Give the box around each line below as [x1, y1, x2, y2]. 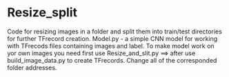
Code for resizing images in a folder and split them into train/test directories [7, 27, 222, 35]
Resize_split [7, 5, 78, 20]
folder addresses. [7, 63, 57, 72]
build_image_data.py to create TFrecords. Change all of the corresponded [7, 56, 217, 64]
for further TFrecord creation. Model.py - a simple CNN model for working [7, 34, 218, 42]
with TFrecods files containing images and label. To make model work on [7, 42, 215, 50]
